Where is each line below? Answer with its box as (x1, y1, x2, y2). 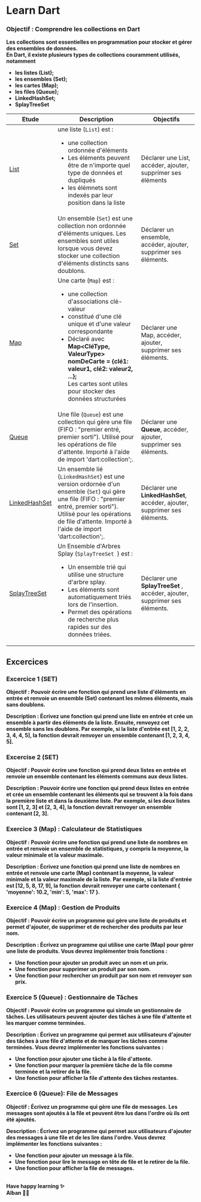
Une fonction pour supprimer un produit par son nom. (14, 966, 151, 973)
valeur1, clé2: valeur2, (68, 365, 133, 373)
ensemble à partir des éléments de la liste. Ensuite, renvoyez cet (6, 719, 169, 726)
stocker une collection (57, 252, 120, 260)
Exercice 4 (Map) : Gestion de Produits (6, 903, 121, 912)
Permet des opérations (68, 608, 132, 617)
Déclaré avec (68, 335, 105, 343)
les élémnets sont (68, 184, 118, 192)
